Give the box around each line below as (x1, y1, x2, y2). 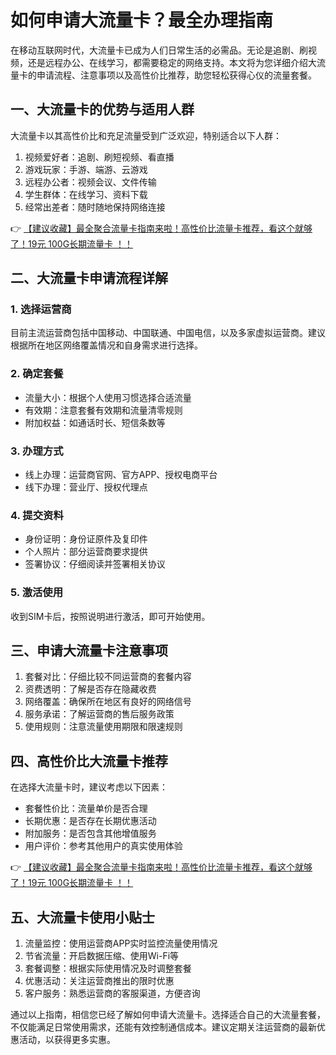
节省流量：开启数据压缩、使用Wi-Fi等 (24, 950, 180, 962)
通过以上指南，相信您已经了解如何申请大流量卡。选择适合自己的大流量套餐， (10, 1009, 326, 1021)
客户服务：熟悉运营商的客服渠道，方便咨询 (24, 987, 201, 1000)
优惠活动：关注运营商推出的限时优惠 (24, 975, 175, 987)
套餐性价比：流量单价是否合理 (24, 802, 148, 815)
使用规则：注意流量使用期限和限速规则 (24, 721, 183, 733)
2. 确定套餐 (10, 367, 64, 381)
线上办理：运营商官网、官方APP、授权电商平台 (24, 469, 218, 481)
